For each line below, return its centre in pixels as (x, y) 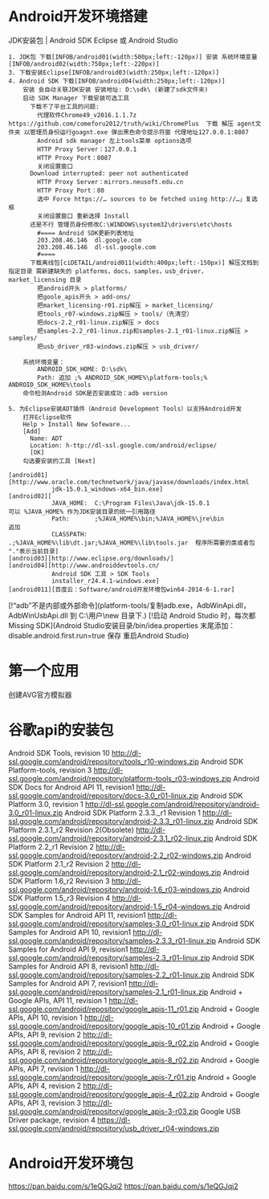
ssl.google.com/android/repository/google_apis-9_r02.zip (104, 1043)
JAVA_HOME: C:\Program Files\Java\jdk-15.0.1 (130, 503)
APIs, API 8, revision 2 (45, 1051)
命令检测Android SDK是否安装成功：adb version (95, 393)
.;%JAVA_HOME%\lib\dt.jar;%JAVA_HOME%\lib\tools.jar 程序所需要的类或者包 (132, 543)
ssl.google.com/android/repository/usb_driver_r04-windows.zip (114, 1128)
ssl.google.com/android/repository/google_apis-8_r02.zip (104, 1060)
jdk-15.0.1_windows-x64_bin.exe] (107, 489)
